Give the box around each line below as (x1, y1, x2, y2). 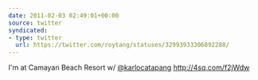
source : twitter (8, 19, 62, 27)
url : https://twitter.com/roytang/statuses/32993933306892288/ (15, 41, 229, 49)
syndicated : (8, 26, 48, 34)
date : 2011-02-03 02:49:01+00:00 (8, 11, 119, 20)
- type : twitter (8, 33, 62, 42)
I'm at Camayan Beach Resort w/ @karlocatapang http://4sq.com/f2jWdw (8, 63, 250, 72)
